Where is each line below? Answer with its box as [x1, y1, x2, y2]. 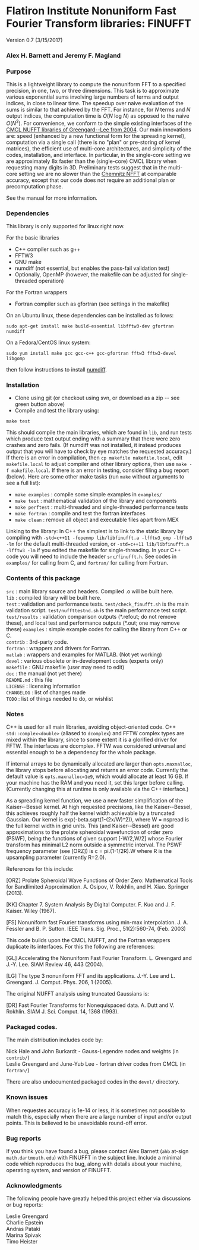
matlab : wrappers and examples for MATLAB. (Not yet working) [6, 651, 162, 658]
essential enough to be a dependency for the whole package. [6, 749, 156, 755]
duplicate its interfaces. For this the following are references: [6, 943, 155, 950]
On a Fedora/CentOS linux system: [6, 339, 91, 346]
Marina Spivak [6, 1232, 42, 1239]
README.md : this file [6, 676, 53, 683]
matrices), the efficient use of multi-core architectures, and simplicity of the [6, 144, 192, 152]
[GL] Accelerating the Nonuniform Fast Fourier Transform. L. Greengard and [6, 955, 192, 961]
